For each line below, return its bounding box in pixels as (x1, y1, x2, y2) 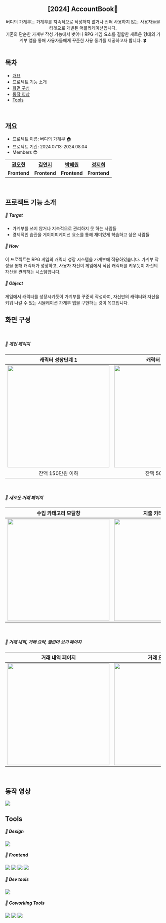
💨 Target (5, 212, 23, 218)
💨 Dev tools (5, 876, 29, 882)
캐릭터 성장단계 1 (39, 356, 78, 363)
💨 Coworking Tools (5, 900, 45, 906)
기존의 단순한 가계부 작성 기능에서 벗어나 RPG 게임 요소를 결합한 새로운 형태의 (5, 31, 156, 37)
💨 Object (5, 281, 23, 287)
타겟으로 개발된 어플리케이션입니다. (49, 25, 117, 31)
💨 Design (5, 828, 24, 834)
